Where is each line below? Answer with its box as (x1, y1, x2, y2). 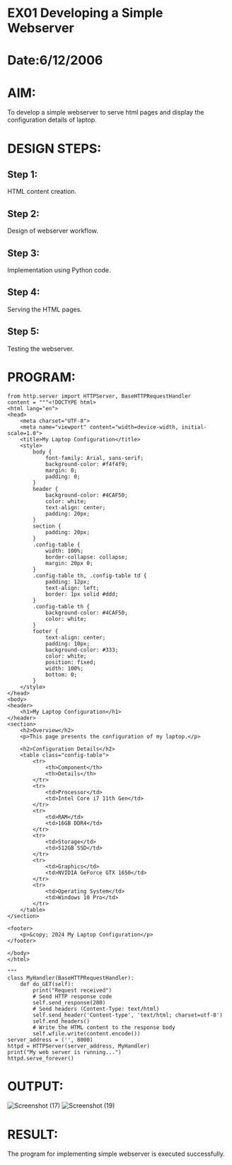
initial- (181, 423, 207, 431)
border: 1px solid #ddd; (45, 591, 119, 598)
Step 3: (7, 247, 40, 259)
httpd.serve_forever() (7, 1055, 74, 1062)
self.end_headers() (33, 1017, 91, 1025)
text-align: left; (45, 584, 100, 591)
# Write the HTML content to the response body (33, 1024, 175, 1031)
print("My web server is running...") (7, 1048, 122, 1055)
